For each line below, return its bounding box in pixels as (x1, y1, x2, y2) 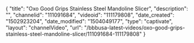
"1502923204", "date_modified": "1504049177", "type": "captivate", (5, 18, 173, 24)
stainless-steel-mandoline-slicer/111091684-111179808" (5, 30, 142, 38)
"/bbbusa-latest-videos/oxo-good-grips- (83, 24, 186, 31)
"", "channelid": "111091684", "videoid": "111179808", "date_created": (5, 11, 175, 19)
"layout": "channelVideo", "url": (5, 24, 83, 31)
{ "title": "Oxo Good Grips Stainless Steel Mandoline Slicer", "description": (5, 5, 189, 12)
